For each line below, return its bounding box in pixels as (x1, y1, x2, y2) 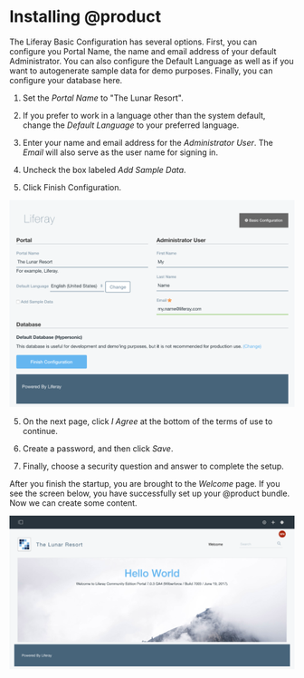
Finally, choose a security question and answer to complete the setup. (22, 460, 285, 472)
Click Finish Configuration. (22, 181, 122, 192)
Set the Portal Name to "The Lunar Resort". (22, 92, 184, 103)
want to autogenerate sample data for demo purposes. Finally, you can (9, 65, 273, 76)
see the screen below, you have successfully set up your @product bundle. (9, 488, 290, 499)
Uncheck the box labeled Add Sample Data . (22, 164, 187, 175)
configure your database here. (9, 74, 123, 85)
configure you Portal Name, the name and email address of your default (9, 45, 277, 56)
